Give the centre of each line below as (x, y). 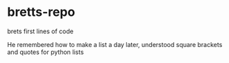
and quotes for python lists (46, 52)
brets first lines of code (41, 31)
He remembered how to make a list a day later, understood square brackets (115, 44)
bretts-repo (41, 12)
